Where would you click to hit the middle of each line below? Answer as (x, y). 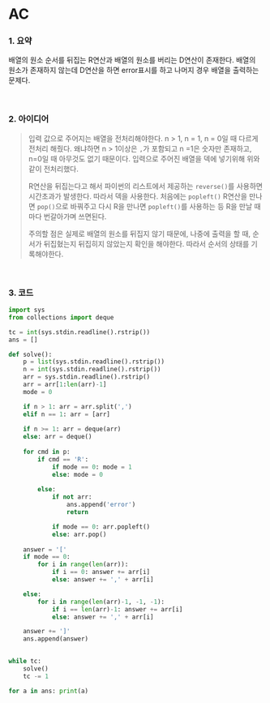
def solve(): (30, 354)
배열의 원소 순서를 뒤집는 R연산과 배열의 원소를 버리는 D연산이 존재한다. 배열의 (132, 60)
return (77, 512)
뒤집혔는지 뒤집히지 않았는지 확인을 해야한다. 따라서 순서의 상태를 (146, 243)
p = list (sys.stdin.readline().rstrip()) (94, 362)
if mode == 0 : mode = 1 (92, 467)
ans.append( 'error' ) (101, 505)
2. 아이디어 (29, 119)
